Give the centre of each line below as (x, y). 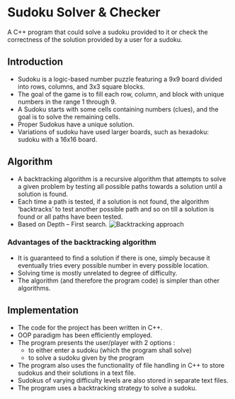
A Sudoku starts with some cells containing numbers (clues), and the (118, 109)
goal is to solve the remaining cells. (69, 116)
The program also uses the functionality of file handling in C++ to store (121, 365)
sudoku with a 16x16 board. (57, 139)
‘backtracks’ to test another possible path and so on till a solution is (116, 209)
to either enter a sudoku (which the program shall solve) (110, 350)
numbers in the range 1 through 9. (67, 102)
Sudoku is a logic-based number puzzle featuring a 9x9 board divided (120, 79)
